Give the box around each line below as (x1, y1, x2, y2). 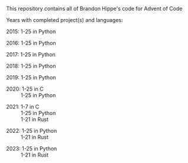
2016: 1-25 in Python (6, 40, 56, 46)
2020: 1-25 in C (6, 85, 44, 92)
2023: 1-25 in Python (6, 145, 57, 152)
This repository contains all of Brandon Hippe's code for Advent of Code (6, 5, 183, 12)
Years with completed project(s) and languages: (6, 17, 123, 23)
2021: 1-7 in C (6, 103, 40, 110)
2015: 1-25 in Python (6, 28, 56, 35)
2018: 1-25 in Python (6, 62, 56, 69)
